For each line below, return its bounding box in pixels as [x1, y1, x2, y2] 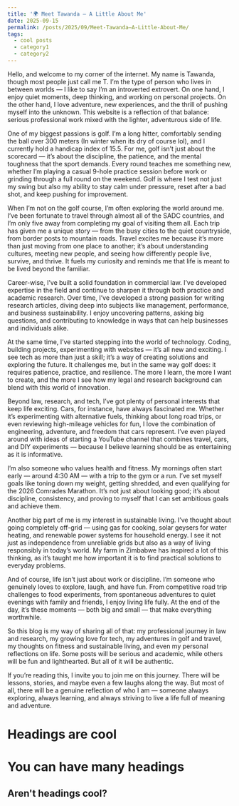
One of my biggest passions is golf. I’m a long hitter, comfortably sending [7, 129, 222, 138]
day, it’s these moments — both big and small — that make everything [7, 605, 212, 614]
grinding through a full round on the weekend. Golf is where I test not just [7, 174, 222, 183]
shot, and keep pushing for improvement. [7, 190, 128, 198]
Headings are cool [7, 726, 117, 742]
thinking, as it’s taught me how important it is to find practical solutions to [7, 553, 222, 562]
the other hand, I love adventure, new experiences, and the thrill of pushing [7, 100, 228, 109]
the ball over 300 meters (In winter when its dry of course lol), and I [7, 136, 205, 145]
